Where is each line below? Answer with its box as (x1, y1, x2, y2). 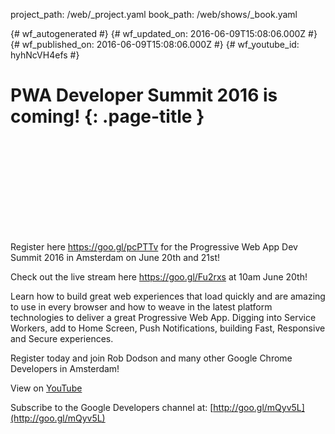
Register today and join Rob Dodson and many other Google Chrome (10, 352, 293, 364)
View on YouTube (10, 382, 83, 394)
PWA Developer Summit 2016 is (10, 84, 278, 107)
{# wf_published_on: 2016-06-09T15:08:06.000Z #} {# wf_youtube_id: (10, 39, 300, 50)
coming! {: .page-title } (10, 105, 205, 128)
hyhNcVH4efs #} (10, 49, 80, 61)
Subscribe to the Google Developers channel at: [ (10, 401, 214, 413)
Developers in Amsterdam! (10, 362, 120, 374)
